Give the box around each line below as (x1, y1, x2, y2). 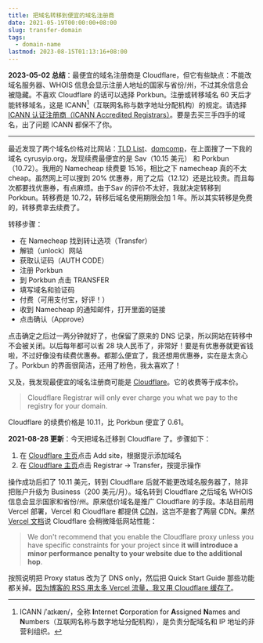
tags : (8, 33, 26, 42)
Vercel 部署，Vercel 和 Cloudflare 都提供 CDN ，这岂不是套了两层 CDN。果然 (8, 507, 255, 516)
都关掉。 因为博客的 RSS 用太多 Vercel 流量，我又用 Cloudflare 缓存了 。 (8, 583, 238, 592)
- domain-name (15, 41, 61, 49)
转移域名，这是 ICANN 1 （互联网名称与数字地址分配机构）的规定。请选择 (14, 99, 247, 110)
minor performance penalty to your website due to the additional (27, 548, 243, 558)
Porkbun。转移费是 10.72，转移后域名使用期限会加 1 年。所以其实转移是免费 (8, 193, 253, 202)
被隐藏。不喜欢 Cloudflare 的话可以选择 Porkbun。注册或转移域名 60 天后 (8, 90, 245, 99)
